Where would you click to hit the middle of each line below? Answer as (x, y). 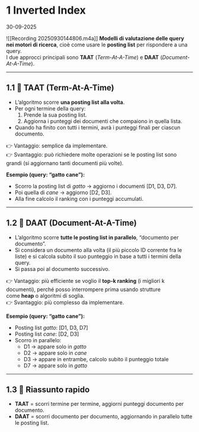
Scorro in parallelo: (38, 340)
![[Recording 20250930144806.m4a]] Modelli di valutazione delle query (95, 38)
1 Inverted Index (46, 10)
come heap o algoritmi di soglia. (45, 295)
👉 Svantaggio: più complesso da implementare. (65, 302)
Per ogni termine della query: (50, 108)
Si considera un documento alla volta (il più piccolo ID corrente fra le (98, 250)
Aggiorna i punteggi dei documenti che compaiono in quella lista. (103, 121)
